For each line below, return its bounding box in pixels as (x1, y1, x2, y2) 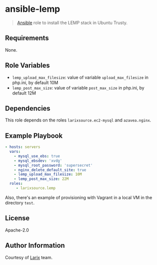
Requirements (5, 34, 49, 42)
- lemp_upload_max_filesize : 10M (14, 172, 82, 177)
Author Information (5, 241, 65, 250)
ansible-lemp (5, 3, 60, 15)
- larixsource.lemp (16, 186, 56, 191)
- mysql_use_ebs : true (14, 153, 60, 158)
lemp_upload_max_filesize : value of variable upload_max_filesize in (12, 74, 149, 80)
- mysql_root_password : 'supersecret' (14, 163, 93, 168)
